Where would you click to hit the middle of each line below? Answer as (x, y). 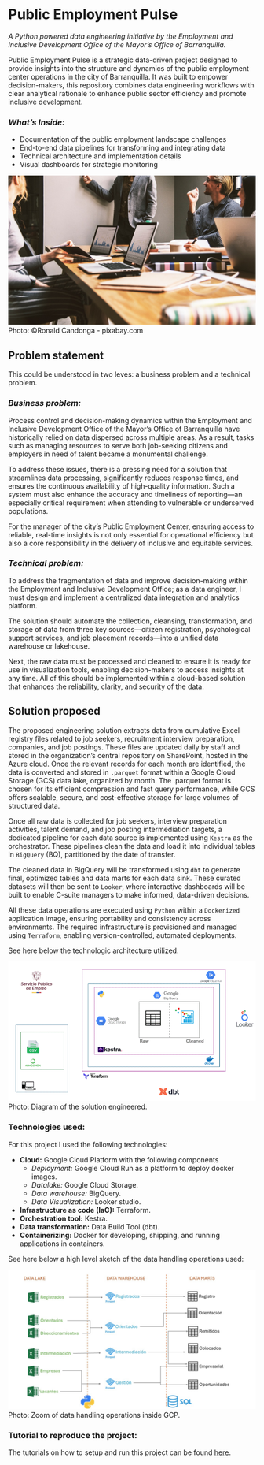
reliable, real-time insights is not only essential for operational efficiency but (131, 534)
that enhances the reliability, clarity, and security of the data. (106, 686)
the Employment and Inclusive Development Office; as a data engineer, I (125, 589)
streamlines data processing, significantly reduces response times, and (124, 478)
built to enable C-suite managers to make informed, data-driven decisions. (129, 894)
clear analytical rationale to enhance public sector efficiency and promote (127, 93)
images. (44, 1177)
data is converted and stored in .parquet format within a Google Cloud (122, 772)
